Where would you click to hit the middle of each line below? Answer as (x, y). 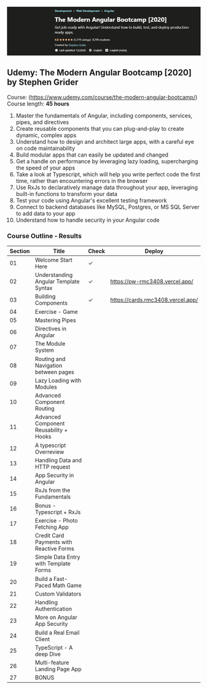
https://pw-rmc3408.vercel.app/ (152, 282)
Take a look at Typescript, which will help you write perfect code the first (108, 174)
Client (42, 639)
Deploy (154, 251)
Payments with (53, 542)
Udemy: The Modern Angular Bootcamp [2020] (100, 73)
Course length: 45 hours (38, 103)
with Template (53, 564)
